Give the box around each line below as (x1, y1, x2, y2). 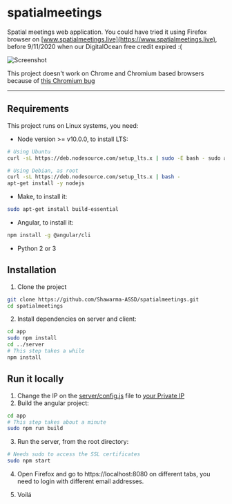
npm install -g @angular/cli (7, 232, 91, 239)
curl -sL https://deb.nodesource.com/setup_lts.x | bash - (7, 174, 181, 180)
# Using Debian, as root (7, 167, 79, 174)
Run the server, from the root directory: (17, 438, 129, 446)
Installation (7, 264, 57, 276)
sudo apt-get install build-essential (7, 206, 119, 213)
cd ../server (7, 341, 45, 348)
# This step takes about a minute (7, 418, 107, 426)
